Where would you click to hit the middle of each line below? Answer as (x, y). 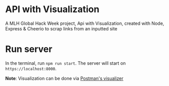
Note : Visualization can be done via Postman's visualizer (65, 78)
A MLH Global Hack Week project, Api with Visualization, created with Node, (85, 23)
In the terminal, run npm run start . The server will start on (66, 63)
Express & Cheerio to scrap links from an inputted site (61, 28)
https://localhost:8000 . (31, 68)
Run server (29, 49)
